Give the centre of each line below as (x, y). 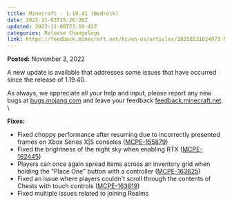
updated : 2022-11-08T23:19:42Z (52, 26)
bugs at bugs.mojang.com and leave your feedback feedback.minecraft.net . (115, 100)
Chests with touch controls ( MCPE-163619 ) (78, 186)
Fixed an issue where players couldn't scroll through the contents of (114, 179)
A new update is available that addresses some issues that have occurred (112, 73)
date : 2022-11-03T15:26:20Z (48, 20)
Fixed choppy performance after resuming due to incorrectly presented (118, 135)
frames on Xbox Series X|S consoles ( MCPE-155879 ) (93, 142)
